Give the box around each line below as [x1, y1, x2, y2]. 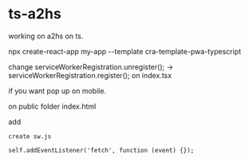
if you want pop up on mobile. [8, 85, 106, 96]
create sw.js [8, 132, 52, 140]
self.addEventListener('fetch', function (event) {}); [8, 146, 195, 154]
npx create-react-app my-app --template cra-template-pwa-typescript [8, 46, 242, 56]
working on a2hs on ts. [8, 31, 84, 41]
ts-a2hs [8, 5, 61, 23]
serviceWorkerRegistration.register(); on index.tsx [8, 70, 172, 80]
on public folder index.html [8, 101, 97, 111]
